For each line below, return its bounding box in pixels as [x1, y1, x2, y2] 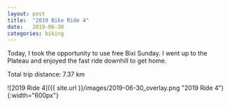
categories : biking [7, 29, 65, 37]
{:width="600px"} [7, 91, 60, 100]
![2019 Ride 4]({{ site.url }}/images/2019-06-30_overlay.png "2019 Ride [7, 84, 213, 92]
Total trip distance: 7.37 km [7, 70, 86, 79]
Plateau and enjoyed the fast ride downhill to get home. [7, 57, 167, 65]
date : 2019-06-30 [7, 23, 65, 30]
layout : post [7, 10, 46, 18]
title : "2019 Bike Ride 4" [7, 17, 90, 24]
